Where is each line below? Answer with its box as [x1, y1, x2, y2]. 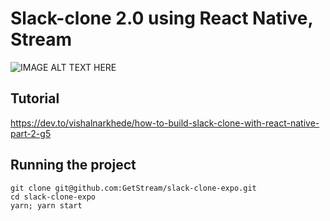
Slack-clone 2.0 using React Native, [10, 7, 313, 30]
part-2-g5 [10, 127, 52, 139]
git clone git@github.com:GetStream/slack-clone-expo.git [10, 183, 257, 193]
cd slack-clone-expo [10, 192, 97, 202]
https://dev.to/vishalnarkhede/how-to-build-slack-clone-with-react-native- [10, 117, 320, 129]
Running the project [10, 157, 137, 174]
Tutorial [10, 90, 60, 107]
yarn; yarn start [10, 200, 83, 211]
